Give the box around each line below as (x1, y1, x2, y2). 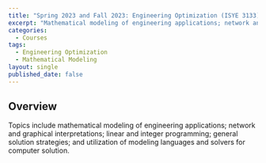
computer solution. (8, 146, 70, 155)
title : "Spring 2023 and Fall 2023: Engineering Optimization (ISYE (8, 11, 239, 20)
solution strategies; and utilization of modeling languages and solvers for (8, 138, 245, 147)
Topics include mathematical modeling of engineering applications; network (8, 120, 256, 131)
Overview (8, 100, 58, 113)
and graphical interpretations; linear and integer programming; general (8, 129, 238, 138)
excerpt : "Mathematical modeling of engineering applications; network (8, 19, 249, 27)
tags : (8, 41, 26, 49)
